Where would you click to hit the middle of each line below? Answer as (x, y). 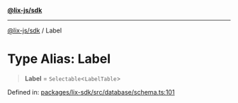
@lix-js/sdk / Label (35, 30)
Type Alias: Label (59, 59)
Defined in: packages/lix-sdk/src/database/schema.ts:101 (91, 92)
